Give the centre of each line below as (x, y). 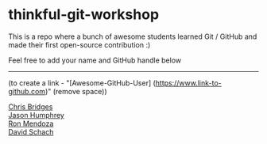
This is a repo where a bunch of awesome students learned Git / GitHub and (133, 36)
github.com (27, 91)
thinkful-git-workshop (84, 15)
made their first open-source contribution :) (79, 44)
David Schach (31, 131)
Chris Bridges (31, 106)
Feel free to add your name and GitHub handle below (95, 60)
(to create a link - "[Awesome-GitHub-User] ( (82, 83)
